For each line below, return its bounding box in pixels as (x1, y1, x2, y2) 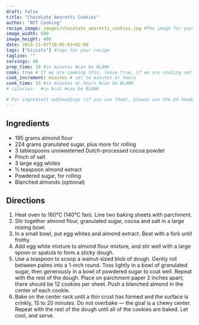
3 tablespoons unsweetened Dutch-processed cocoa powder (14, 146, 165, 154)
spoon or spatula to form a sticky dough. (14, 249, 114, 256)
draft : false (6, 8, 38, 15)
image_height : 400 (6, 36, 52, 42)
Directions (6, 195, 46, 205)
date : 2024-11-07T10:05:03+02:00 (6, 42, 89, 48)
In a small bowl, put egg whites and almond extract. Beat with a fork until (14, 230, 192, 237)
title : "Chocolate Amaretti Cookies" (6, 14, 99, 20)
